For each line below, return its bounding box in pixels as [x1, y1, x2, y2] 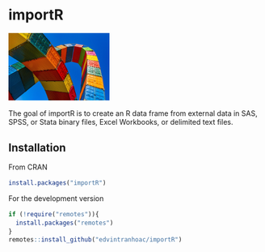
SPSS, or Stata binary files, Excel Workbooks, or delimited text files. [8, 117, 233, 127]
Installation [8, 140, 66, 155]
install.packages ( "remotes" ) [15, 219, 114, 227]
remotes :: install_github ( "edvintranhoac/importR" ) [8, 236, 183, 244]
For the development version [8, 193, 104, 203]
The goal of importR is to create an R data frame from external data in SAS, [8, 109, 258, 118]
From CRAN [8, 162, 48, 172]
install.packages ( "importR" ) [8, 178, 107, 187]
